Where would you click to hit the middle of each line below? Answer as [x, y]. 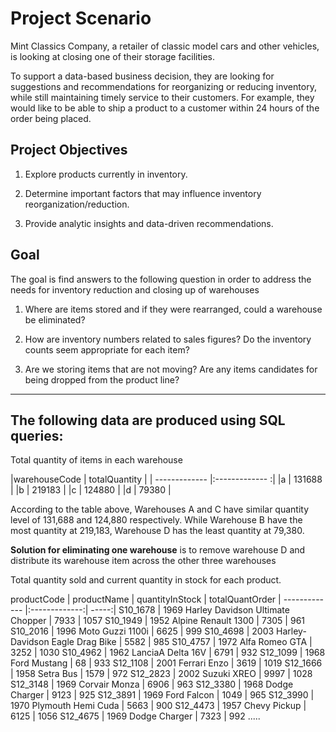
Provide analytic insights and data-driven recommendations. [149, 223]
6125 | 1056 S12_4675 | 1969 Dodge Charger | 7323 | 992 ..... [135, 716]
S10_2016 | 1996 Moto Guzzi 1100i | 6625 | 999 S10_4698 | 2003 [142, 631]
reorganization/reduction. [77, 204]
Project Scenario [81, 18]
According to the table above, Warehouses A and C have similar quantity [160, 509]
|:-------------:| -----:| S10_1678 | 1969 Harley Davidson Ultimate [157, 610]
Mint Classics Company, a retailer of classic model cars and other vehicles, [165, 46]
